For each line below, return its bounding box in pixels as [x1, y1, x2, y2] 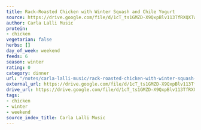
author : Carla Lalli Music [6, 20, 74, 26]
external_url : [6, 81, 42, 87]
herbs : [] [6, 43, 31, 49]
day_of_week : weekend [6, 48, 60, 54]
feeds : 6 [6, 53, 28, 59]
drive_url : [6, 87, 33, 93]
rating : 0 [6, 64, 31, 71]
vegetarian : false [6, 37, 52, 43]
